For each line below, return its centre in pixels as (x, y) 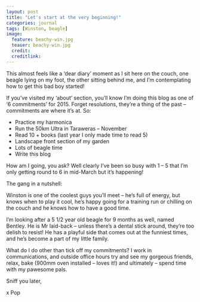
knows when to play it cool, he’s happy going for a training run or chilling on (99, 201)
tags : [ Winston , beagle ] (37, 28)
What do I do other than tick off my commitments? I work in (79, 250)
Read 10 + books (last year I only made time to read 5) (81, 135)
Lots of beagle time (39, 147)
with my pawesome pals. (37, 269)
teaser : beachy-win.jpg (41, 46)
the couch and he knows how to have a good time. (68, 208)
